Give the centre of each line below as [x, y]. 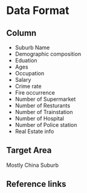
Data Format [38, 11]
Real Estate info [34, 131]
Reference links [36, 184]
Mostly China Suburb [33, 165]
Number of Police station [46, 125]
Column [21, 33]
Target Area [29, 150]
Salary [23, 80]
